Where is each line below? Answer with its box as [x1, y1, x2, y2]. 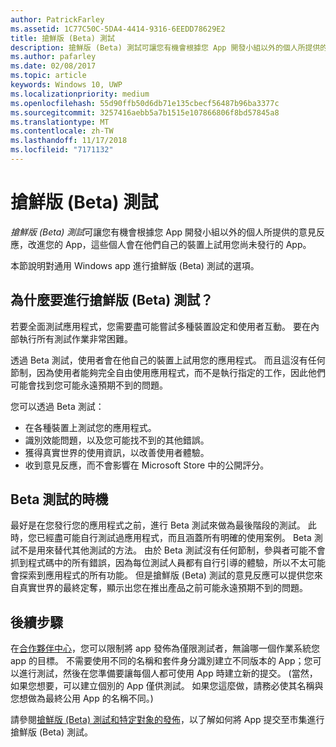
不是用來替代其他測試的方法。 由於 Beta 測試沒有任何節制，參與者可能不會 [18, 544, 326, 556]
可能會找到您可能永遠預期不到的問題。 [10, 379, 168, 391]
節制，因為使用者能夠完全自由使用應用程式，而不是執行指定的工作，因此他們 [10, 366, 326, 378]
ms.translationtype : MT [10, 117, 110, 127]
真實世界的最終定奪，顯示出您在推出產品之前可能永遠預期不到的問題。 [18, 582, 308, 594]
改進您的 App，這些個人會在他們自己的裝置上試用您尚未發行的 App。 [27, 238, 312, 250]
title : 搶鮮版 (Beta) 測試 [10, 33, 115, 43]
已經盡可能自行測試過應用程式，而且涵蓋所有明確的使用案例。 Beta [36, 532, 312, 544]
